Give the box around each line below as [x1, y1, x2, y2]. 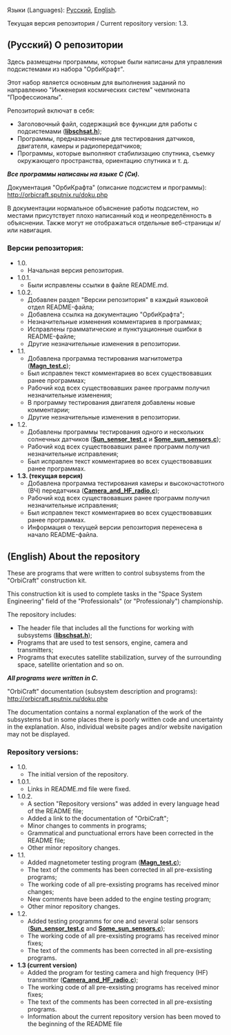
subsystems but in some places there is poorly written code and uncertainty [7, 715, 223, 723]
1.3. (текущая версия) [17, 472, 83, 480]
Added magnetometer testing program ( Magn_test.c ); [27, 858, 181, 866]
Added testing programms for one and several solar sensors [27, 917, 199, 925]
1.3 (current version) [17, 961, 77, 969]
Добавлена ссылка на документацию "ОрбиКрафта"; [27, 310, 185, 319]
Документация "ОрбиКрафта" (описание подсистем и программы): [7, 183, 207, 191]
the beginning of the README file [27, 1020, 123, 1028]
